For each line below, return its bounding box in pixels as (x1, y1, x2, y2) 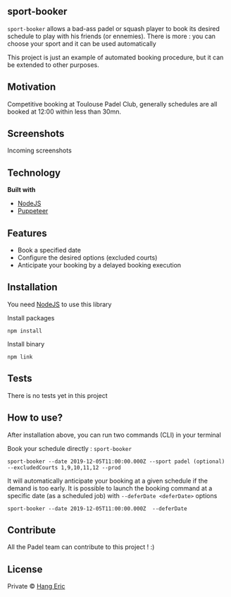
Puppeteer (17, 207, 49, 215)
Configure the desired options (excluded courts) (17, 253, 158, 262)
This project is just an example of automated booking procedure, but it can (7, 53, 224, 61)
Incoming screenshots (7, 146, 72, 155)
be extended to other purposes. (7, 60, 100, 69)
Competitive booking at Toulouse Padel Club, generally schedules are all (7, 99, 218, 108)
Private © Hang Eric (7, 582, 65, 591)
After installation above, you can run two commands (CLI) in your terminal (7, 430, 222, 439)
